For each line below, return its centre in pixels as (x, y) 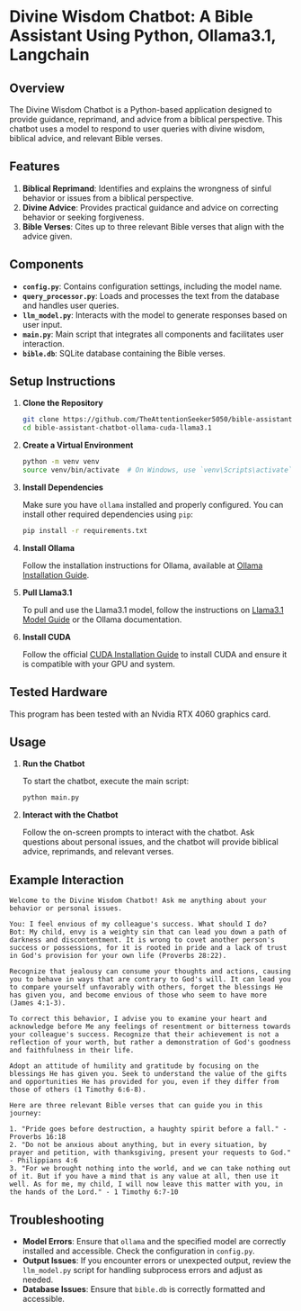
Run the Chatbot (53, 764)
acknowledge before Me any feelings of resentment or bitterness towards (150, 1027)
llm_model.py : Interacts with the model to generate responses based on (155, 315)
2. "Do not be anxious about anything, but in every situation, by (138, 1145)
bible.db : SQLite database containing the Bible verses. (124, 353)
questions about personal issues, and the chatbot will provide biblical (150, 842)
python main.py (51, 798)
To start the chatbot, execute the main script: (106, 782)
